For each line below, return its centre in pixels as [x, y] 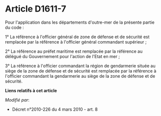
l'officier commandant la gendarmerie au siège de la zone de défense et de [80, 76]
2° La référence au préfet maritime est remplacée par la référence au [74, 51]
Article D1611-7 [36, 9]
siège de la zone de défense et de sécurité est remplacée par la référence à [81, 71]
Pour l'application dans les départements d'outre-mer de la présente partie [80, 22]
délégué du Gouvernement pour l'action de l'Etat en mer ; [63, 56]
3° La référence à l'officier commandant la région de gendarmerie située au [80, 66]
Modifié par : [17, 100]
